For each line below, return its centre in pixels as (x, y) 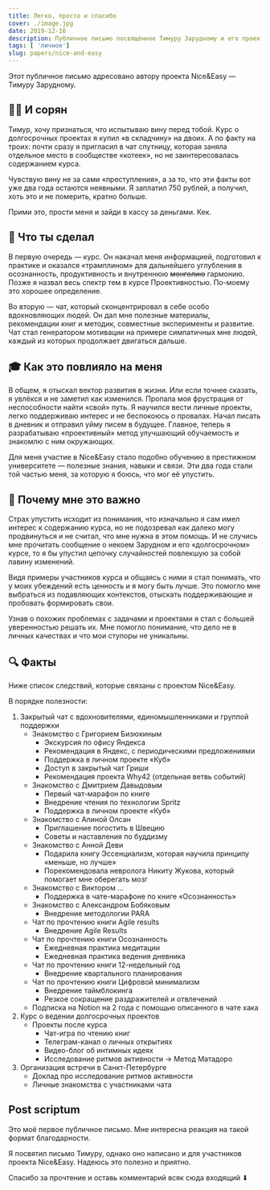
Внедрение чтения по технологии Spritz (112, 803)
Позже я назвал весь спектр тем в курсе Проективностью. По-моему (129, 282)
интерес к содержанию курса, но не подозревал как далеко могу (122, 527)
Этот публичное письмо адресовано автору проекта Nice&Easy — (122, 76)
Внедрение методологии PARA (97, 914)
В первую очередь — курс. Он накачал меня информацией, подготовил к (135, 256)
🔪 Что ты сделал (51, 237)
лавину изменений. (41, 562)
